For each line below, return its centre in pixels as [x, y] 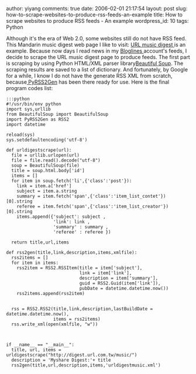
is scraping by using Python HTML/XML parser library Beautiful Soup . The [95, 63]
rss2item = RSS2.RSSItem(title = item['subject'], [80, 268]
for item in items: [35, 263]
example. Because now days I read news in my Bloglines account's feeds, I [97, 51]
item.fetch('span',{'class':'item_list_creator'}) [106, 207]
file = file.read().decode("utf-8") [56, 160]
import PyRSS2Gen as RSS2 [37, 119]
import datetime [26, 125]
